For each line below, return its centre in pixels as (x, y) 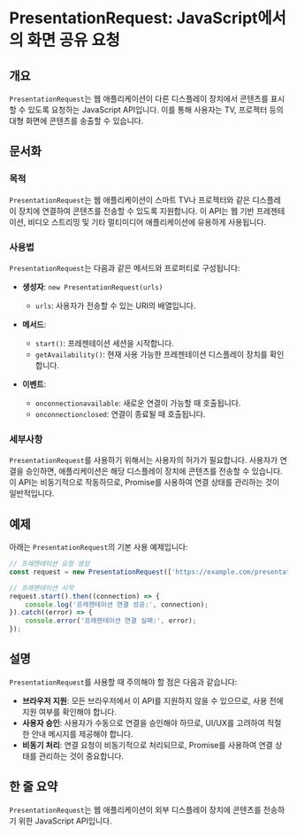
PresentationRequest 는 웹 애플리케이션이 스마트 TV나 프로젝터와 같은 (129, 199)
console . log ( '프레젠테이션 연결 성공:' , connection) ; (117, 604)
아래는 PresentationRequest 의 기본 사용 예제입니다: (99, 547)
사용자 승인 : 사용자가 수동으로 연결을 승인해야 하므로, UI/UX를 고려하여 (143, 723)
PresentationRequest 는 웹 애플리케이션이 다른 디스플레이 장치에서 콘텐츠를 (139, 99)
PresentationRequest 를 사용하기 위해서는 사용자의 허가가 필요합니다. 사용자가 (144, 460)
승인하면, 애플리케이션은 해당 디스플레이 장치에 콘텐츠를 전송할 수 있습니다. (154, 471)
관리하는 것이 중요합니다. (81, 756)
